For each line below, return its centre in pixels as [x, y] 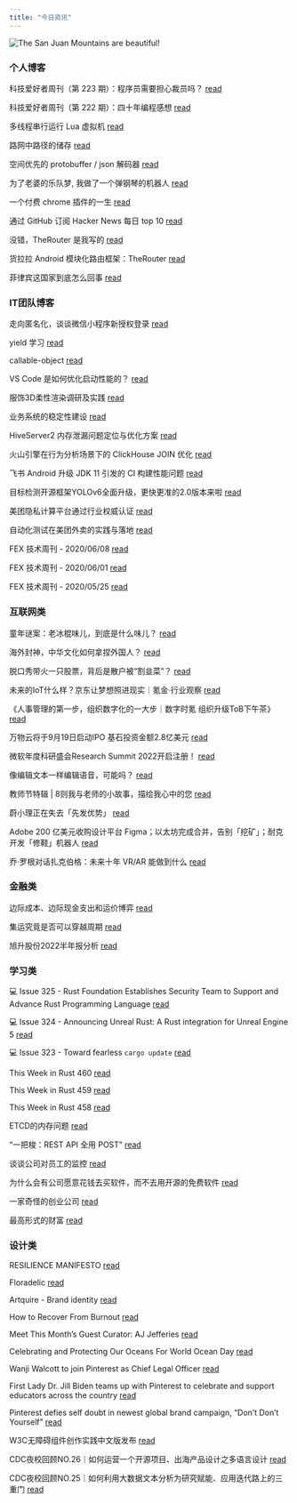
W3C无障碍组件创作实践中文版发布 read [82, 1441]
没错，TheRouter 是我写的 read [66, 239]
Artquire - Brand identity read [63, 1300]
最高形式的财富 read [46, 1220]
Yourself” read [36, 1422]
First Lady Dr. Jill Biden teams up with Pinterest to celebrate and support [142, 1386]
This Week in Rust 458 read [60, 1107]
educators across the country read [73, 1395]
